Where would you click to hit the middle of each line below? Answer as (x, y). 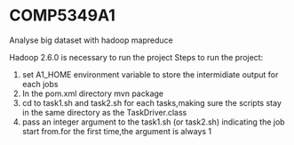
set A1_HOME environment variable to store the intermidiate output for (150, 74)
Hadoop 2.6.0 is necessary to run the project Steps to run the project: (136, 57)
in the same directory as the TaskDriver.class (104, 112)
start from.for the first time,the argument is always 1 (117, 131)
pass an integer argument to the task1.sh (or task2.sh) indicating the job (154, 122)
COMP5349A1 (62, 16)
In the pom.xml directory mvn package (93, 93)
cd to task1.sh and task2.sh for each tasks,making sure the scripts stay (152, 102)
